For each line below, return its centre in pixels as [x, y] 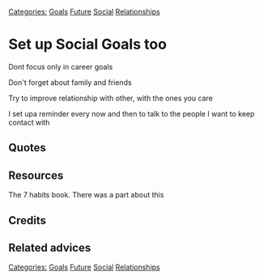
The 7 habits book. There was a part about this [86, 195]
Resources [36, 175]
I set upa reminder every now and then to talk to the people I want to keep [131, 113]
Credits [28, 221]
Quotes [28, 148]
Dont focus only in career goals [61, 66]
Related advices [50, 247]
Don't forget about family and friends [70, 82]
